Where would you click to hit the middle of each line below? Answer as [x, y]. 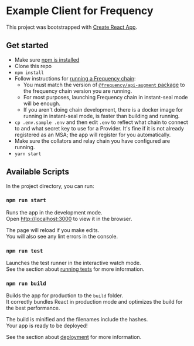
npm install [29, 73]
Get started [27, 46]
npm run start [26, 200]
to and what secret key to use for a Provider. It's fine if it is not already [99, 128]
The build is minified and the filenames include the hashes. [77, 320]
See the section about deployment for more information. [74, 337]
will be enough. [42, 103]
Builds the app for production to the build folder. [65, 295]
